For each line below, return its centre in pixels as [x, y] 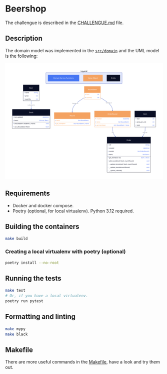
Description [24, 38]
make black [16, 334]
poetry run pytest [24, 301]
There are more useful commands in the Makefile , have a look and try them [82, 362]
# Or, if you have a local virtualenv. [47, 296]
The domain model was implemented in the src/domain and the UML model [82, 50]
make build [16, 239]
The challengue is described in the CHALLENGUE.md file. [64, 23]
